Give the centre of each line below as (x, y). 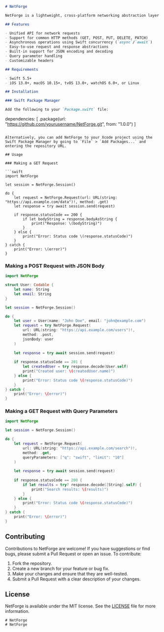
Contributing (25, 537)
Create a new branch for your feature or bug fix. (61, 568)
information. (17, 611)
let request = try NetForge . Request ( (53, 326)
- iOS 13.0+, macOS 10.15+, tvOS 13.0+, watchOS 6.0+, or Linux (72, 83)
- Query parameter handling (34, 56)
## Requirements (22, 69)
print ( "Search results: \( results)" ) (70, 489)
